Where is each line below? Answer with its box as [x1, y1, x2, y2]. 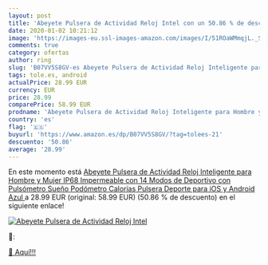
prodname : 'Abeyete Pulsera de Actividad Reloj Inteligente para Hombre [8, 109, 255, 117]
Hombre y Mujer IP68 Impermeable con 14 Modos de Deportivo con [8, 176, 231, 185]
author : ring [8, 57, 52, 65]
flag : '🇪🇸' [8, 123, 48, 131]
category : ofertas [8, 49, 69, 57]
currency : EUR [8, 85, 56, 94]
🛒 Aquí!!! [8, 247, 37, 257]
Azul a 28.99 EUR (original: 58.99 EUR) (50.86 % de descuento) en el [8, 192, 235, 202]
